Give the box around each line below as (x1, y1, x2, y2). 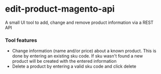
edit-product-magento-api (5, 3, 115, 15)
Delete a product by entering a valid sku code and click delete (12, 63, 137, 69)
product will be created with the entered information (12, 58, 117, 64)
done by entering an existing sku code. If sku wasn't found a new (12, 53, 143, 59)
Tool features (5, 37, 37, 43)
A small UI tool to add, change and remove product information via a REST (5, 19, 154, 25)
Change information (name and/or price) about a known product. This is (12, 48, 157, 54)
